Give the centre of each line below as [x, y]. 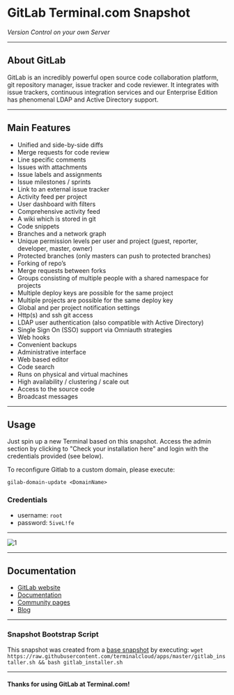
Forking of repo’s [41, 263]
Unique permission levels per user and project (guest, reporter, [108, 241]
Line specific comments [52, 159]
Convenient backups [47, 344]
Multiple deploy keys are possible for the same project [95, 292]
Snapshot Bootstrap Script [53, 634]
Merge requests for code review [63, 152]
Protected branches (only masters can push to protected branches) [114, 256]
